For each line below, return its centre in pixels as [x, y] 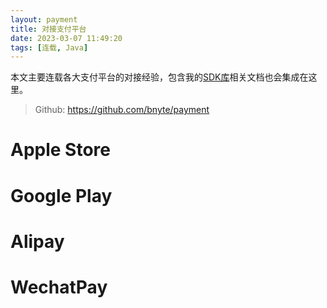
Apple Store [60, 150]
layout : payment [44, 19]
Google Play [61, 195]
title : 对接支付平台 [48, 29]
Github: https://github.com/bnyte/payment [122, 110]
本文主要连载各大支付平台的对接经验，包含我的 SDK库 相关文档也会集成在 [159, 77]
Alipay [37, 241]
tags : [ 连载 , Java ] [49, 47]
